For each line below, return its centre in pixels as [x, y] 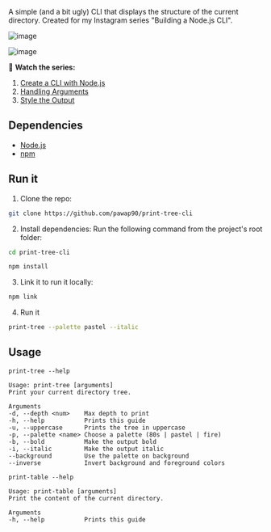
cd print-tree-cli [39, 252]
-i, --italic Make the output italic [86, 449]
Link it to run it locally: [56, 282]
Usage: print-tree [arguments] [61, 385]
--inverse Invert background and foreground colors [117, 463]
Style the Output [47, 100]
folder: [31, 237]
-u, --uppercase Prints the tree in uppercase [97, 428]
